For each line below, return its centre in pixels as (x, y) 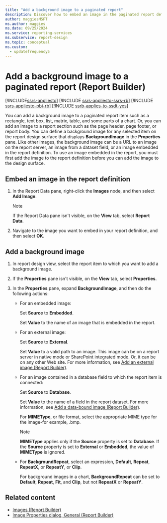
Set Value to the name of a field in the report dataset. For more (84, 402)
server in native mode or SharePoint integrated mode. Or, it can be (88, 357)
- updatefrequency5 (30, 51)
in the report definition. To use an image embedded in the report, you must (82, 153)
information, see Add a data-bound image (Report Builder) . (80, 407)
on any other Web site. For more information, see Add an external (87, 362)
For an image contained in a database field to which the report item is (91, 377)
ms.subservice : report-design (37, 38)
